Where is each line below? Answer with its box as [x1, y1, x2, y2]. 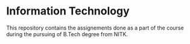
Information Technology [6, 4, 130, 18]
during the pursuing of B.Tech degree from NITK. [6, 30, 128, 37]
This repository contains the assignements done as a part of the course [6, 24, 184, 31]
